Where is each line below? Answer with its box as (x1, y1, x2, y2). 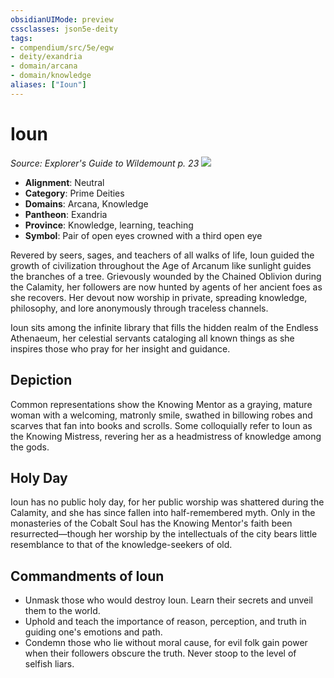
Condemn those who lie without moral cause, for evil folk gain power (24, 637, 308, 649)
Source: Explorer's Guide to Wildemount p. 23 (10, 157, 200, 169)
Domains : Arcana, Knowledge (24, 197, 149, 210)
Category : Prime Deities (24, 187, 125, 199)
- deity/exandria (10, 52, 83, 62)
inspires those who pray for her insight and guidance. (10, 342, 231, 355)
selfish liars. (24, 658, 75, 670)
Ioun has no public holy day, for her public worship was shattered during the (10, 496, 325, 508)
